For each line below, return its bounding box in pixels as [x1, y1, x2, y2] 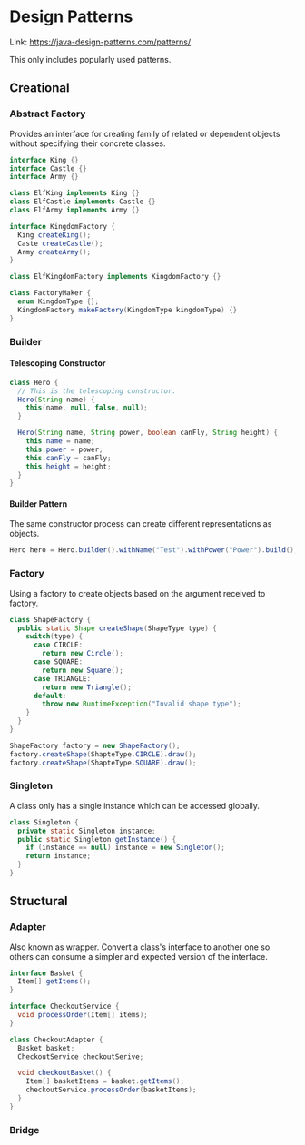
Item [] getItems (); [17, 977, 92, 986]
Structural [9, 893, 68, 909]
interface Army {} [9, 173, 79, 182]
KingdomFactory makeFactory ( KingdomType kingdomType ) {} [17, 305, 238, 314]
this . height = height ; [25, 461, 112, 471]
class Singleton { [9, 817, 79, 827]
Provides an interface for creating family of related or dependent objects [9, 128, 280, 139]
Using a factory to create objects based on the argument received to [9, 587, 266, 598]
